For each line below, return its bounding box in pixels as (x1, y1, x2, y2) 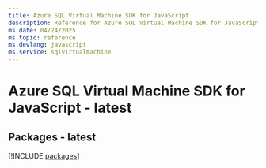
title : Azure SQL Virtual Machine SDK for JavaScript (8, 11, 190, 20)
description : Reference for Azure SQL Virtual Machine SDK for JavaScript (8, 19, 260, 27)
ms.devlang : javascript (8, 41, 87, 49)
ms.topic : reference (8, 33, 77, 42)
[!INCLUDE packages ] (8, 151, 80, 160)
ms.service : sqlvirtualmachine (8, 48, 112, 56)
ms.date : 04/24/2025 (8, 26, 77, 34)
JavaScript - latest (8, 99, 132, 117)
